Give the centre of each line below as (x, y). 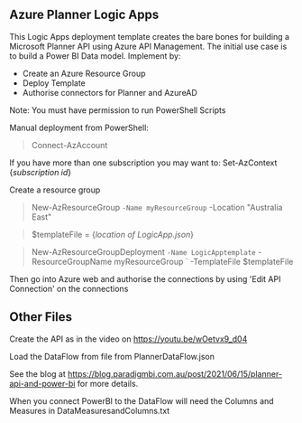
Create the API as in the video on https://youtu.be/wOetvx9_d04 (128, 339)
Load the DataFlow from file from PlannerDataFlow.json (112, 356)
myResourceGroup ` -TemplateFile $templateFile (204, 261)
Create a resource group (55, 190)
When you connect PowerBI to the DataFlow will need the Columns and (142, 400)
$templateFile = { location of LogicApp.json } (113, 234)
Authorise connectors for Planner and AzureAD (110, 92)
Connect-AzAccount (69, 145)
